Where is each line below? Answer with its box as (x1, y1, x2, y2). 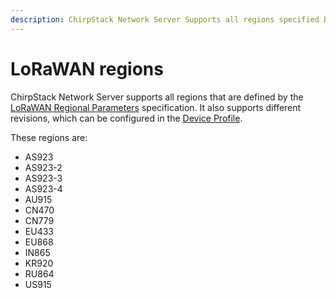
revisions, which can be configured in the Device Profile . (10, 112, 243, 124)
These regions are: (10, 131, 88, 143)
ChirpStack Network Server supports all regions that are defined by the (10, 91, 304, 103)
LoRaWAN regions (10, 57, 164, 80)
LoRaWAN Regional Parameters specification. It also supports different (10, 101, 302, 113)
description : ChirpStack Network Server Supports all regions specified (10, 14, 320, 25)
